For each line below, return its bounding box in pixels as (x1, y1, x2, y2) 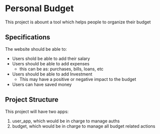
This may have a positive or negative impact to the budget (19, 76, 137, 82)
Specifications (5, 33, 50, 41)
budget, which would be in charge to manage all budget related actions (12, 123, 156, 129)
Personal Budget (5, 3, 74, 14)
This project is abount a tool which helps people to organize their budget (5, 19, 151, 25)
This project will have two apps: (5, 108, 69, 115)
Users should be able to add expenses (12, 60, 90, 66)
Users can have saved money (12, 81, 72, 87)
